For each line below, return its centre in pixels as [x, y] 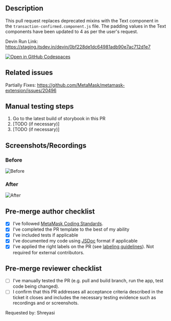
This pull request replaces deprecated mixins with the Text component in [82, 20]
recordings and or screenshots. [46, 303]
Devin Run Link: [22, 41]
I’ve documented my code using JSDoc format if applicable [75, 241]
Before [14, 160]
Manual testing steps [40, 106]
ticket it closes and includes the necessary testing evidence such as [84, 298]
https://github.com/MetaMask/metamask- [81, 85]
